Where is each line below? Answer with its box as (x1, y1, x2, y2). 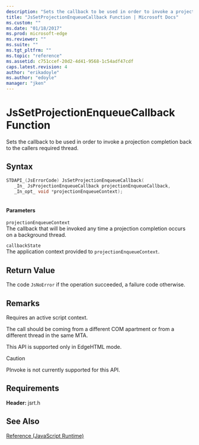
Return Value (6, 265, 55, 275)
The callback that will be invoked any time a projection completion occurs (6, 225, 186, 232)
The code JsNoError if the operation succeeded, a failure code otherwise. (6, 281, 185, 288)
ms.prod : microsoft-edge (6, 31, 68, 37)
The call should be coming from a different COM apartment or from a (6, 326, 175, 333)
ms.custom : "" (6, 20, 41, 26)
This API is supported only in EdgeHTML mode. (6, 344, 122, 351)
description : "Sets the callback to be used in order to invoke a (6, 8, 174, 15)
